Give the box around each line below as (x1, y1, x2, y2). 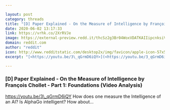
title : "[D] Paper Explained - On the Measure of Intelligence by (5, 21, 148, 26)
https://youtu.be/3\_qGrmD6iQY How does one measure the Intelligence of (5, 93, 161, 99)
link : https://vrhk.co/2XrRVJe (5, 31, 71, 36)
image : (5, 35, 19, 41)
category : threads (5, 16, 44, 22)
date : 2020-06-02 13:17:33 (5, 26, 62, 31)
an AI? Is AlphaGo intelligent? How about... (5, 98, 94, 104)
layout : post (5, 12, 33, 17)
